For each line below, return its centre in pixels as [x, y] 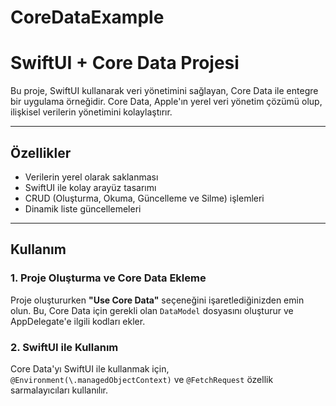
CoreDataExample [87, 17]
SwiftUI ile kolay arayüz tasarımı [90, 187]
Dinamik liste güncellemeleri [83, 208]
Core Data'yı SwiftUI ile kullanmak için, [90, 368]
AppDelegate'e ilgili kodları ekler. [78, 321]
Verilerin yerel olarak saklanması [91, 177]
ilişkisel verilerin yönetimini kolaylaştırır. [91, 112]
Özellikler [41, 152]
